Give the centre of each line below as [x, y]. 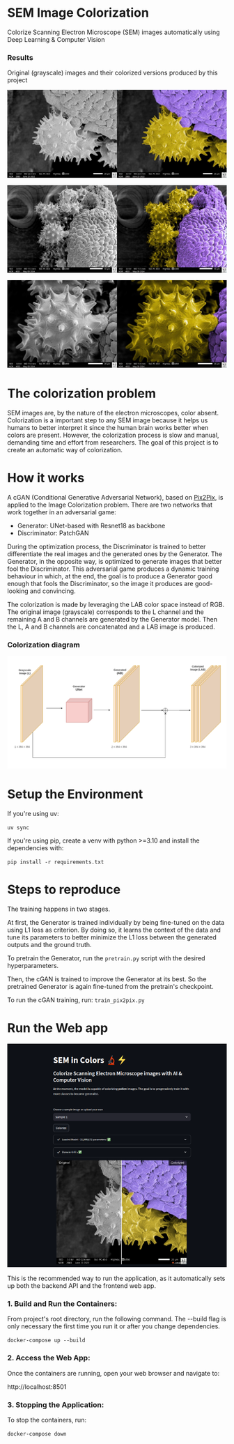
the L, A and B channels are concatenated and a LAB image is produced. [111, 627]
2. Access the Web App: [49, 1358]
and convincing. [53, 591]
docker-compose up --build [46, 1341]
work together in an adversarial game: [62, 512]
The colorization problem [82, 393]
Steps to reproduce [64, 890]
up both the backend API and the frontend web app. [82, 1285]
